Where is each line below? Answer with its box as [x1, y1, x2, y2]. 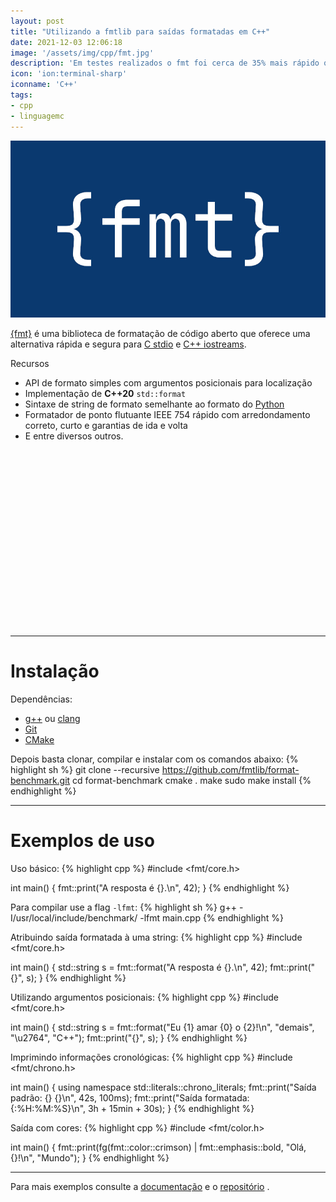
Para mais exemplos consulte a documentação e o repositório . [10, 1180, 270, 1192]
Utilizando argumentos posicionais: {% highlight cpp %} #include [10, 991, 279, 1003]
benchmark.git [10, 774, 71, 786]
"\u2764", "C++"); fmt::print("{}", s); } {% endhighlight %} [10, 1031, 248, 1044]
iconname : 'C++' [10, 80, 78, 90]
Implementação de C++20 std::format [24, 388, 187, 399]
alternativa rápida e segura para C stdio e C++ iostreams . [10, 338, 247, 350]
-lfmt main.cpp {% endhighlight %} [139, 911, 284, 924]
